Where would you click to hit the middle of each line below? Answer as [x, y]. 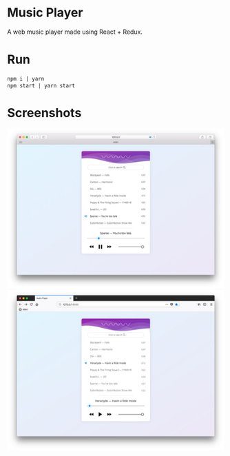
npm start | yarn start [41, 85]
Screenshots [44, 113]
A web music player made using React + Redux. [75, 32]
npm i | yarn [26, 79]
